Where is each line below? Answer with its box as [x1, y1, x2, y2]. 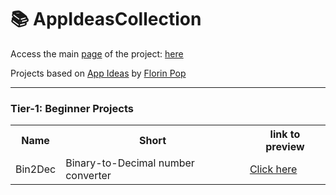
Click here [249, 162, 298, 176]
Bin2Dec [15, 162, 57, 176]
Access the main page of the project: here [10, 47, 184, 60]
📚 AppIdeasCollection [10, 8, 202, 31]
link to [269, 127, 301, 141]
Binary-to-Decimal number [65, 156, 195, 170]
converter [65, 169, 112, 183]
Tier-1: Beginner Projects [10, 101, 134, 115]
